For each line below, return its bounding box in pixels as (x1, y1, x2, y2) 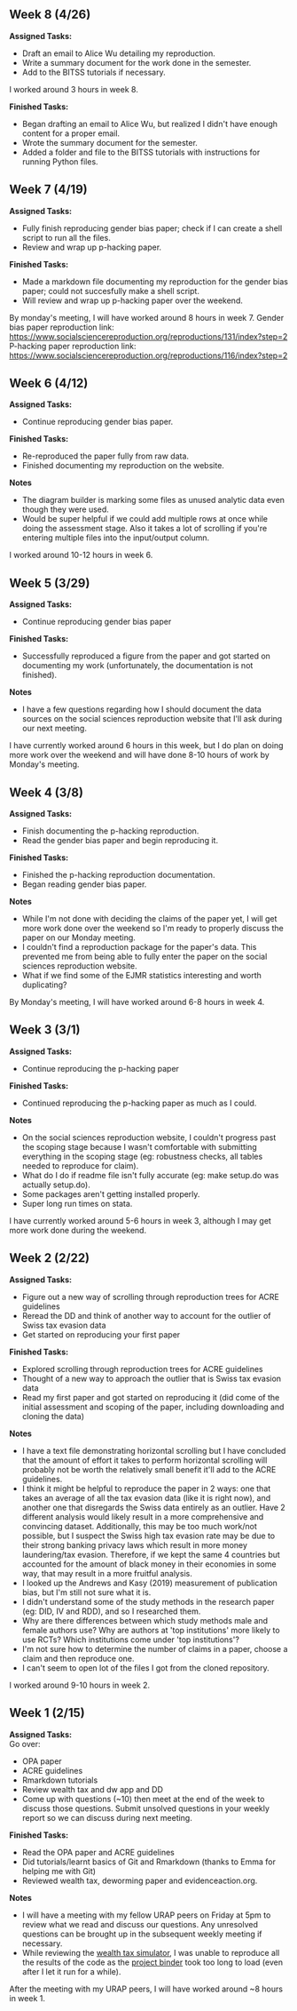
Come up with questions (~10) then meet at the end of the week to (21, 1793, 265, 1804)
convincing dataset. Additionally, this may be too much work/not (21, 1520, 257, 1531)
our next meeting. (21, 723, 87, 734)
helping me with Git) (21, 1865, 96, 1876)
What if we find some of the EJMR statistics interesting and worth (21, 970, 262, 981)
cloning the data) (21, 1410, 85, 1421)
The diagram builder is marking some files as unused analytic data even (21, 495, 285, 506)
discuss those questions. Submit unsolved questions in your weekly (21, 1803, 270, 1814)
